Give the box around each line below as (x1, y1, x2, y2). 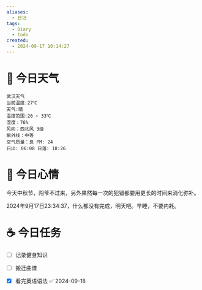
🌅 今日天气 (6, 72, 59, 86)
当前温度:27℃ (6, 99, 38, 106)
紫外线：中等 (6, 132, 34, 139)
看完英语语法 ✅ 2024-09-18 (15, 277, 86, 284)
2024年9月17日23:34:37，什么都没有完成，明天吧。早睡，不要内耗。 (6, 202, 180, 209)
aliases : (6, 9, 29, 15)
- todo (12, 32, 29, 38)
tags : (6, 20, 20, 26)
